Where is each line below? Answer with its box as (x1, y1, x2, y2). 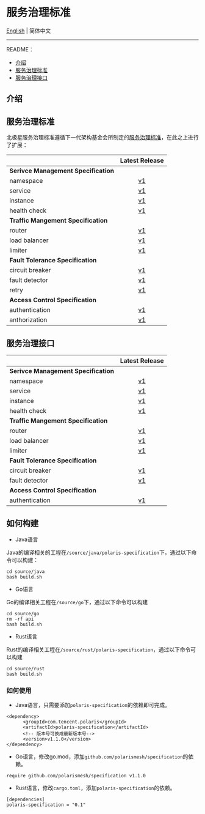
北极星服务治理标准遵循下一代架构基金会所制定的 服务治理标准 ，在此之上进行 (6, 134, 199, 141)
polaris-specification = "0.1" (6, 802, 86, 808)
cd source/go (6, 610, 40, 616)
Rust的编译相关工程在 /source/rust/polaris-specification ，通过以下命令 (6, 646, 191, 653)
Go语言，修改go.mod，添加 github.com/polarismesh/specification (15, 753, 183, 760)
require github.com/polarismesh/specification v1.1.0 (6, 773, 146, 779)
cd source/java (6, 568, 45, 575)
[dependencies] (6, 796, 45, 803)
